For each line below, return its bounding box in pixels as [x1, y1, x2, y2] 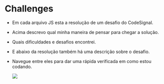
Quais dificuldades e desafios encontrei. [12, 38, 96, 45]
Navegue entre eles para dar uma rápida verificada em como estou [12, 58, 152, 64]
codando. [12, 63, 32, 69]
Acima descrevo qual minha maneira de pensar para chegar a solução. [12, 29, 159, 35]
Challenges [5, 3, 53, 14]
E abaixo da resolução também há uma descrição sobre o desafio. [12, 48, 150, 54]
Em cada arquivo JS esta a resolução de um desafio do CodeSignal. [12, 19, 153, 25]
